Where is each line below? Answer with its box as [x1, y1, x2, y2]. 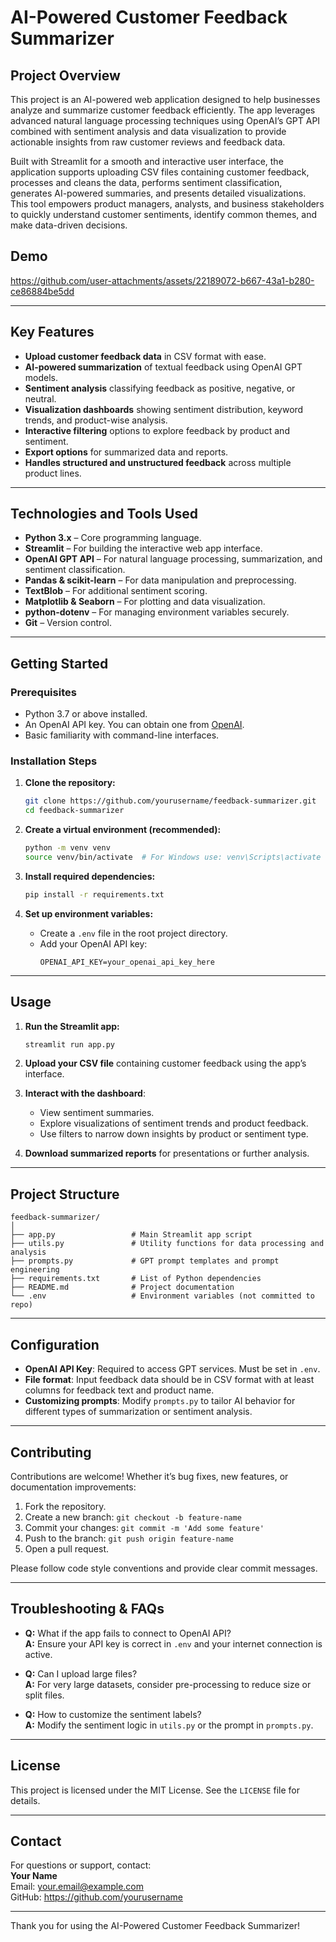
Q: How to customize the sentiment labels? [24, 1708, 202, 1720]
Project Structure [10, 1186, 120, 1203]
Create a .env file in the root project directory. [39, 927, 228, 939]
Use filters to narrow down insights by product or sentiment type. [39, 1128, 309, 1140]
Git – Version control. [24, 617, 112, 629]
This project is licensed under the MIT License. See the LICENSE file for [10, 1784, 300, 1796]
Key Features [10, 324, 95, 341]
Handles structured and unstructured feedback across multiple [24, 456, 292, 468]
